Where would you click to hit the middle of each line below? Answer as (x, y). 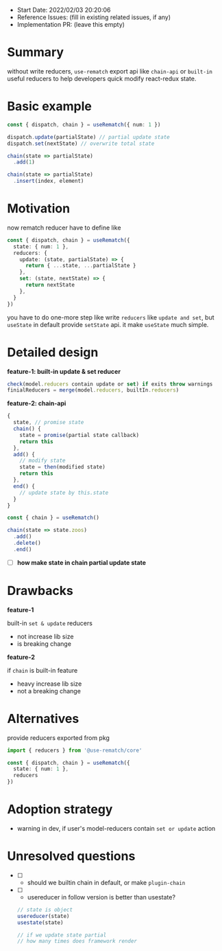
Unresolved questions (71, 857)
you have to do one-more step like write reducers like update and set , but (111, 317)
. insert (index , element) (49, 181)
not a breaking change (49, 691)
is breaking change (44, 644)
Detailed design (53, 352)
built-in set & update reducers (50, 623)
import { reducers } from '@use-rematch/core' (75, 750)
